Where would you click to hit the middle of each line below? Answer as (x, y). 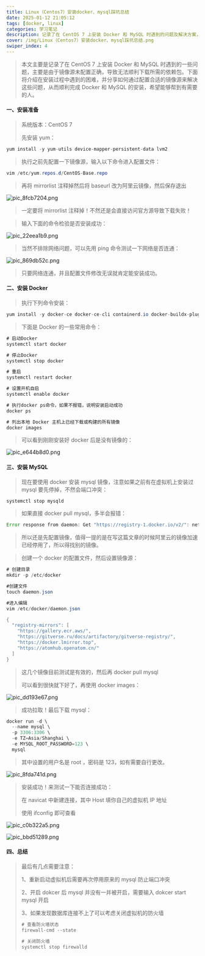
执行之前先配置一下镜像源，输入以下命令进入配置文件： (91, 161)
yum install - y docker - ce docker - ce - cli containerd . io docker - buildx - (98, 315)
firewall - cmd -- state (49, 930)
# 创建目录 (18, 570)
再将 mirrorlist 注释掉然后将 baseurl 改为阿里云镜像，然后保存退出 (104, 185)
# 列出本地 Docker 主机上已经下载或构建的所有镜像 (63, 422)
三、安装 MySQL (27, 467)
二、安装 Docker (27, 288)
